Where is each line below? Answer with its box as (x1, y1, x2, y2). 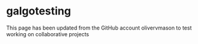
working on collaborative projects (6, 30, 89, 37)
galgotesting (6, 4, 71, 18)
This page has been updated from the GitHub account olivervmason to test (6, 24, 192, 31)
